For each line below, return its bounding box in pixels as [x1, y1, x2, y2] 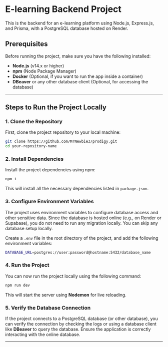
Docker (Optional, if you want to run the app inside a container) [12, 73, 143, 79]
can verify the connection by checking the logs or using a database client [5, 321, 156, 327]
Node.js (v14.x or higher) [12, 62, 64, 68]
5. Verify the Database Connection [5, 304, 91, 311]
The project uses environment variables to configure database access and [5, 209, 158, 215]
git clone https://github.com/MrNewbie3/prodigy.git [5, 139, 117, 144]
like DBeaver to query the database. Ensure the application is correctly [5, 326, 151, 332]
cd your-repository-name [5, 144, 57, 149]
